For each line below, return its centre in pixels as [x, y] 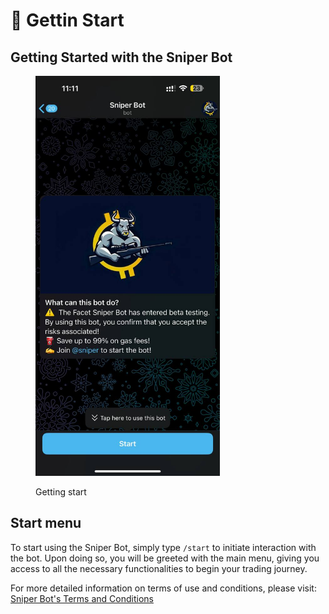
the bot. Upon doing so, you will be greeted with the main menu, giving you [165, 558]
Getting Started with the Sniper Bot [121, 57]
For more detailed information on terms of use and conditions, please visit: [163, 588]
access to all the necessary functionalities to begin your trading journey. [159, 568]
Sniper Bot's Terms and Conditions [82, 598]
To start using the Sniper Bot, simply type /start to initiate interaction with [163, 547]
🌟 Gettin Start [67, 20]
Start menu [46, 523]
